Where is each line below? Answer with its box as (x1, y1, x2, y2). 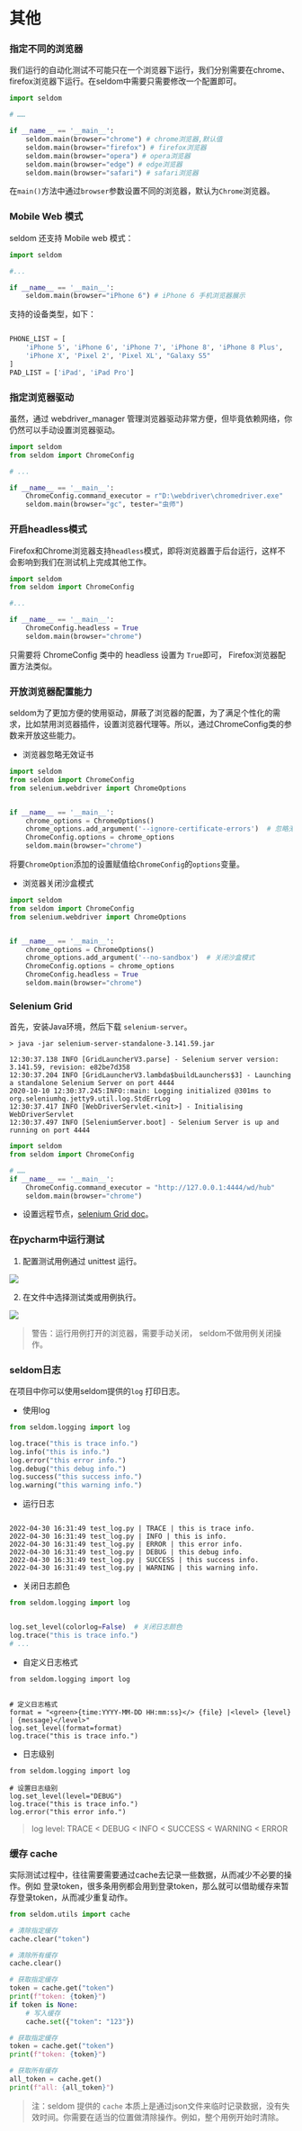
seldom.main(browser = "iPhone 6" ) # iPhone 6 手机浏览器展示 (25, 292, 245, 301)
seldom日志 (9, 1363, 61, 1376)
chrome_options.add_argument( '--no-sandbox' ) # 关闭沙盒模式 (25, 953, 255, 963)
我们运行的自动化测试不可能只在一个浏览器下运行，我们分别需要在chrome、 (9, 65, 290, 76)
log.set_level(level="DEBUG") (9, 1792, 123, 1801)
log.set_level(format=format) (9, 1723, 123, 1732)
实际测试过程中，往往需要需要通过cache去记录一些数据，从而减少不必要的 (9, 1869, 285, 1880)
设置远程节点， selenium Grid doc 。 (22, 1209, 154, 1219)
